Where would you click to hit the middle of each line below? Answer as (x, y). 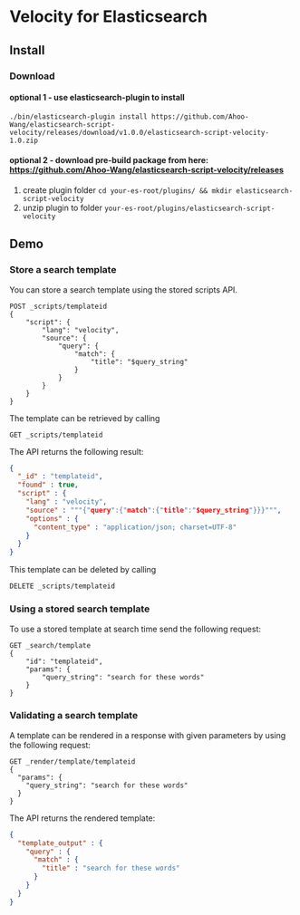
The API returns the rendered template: (82, 818)
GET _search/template (50, 645)
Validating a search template (74, 716)
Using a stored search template (80, 609)
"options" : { (52, 518)
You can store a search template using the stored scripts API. (124, 289)
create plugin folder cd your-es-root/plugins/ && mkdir (127, 190)
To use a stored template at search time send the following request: (135, 629)
